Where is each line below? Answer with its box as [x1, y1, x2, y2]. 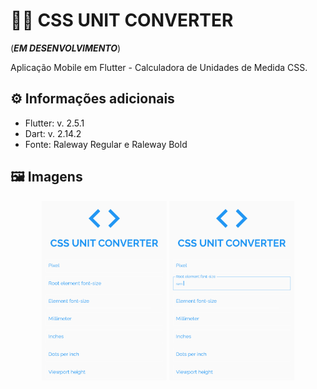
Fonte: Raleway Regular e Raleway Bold [24, 138, 188, 150]
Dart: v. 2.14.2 [24, 127, 82, 139]
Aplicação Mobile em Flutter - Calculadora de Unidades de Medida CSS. [10, 61, 308, 73]
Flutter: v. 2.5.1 [24, 117, 85, 129]
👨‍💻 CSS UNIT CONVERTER [10, 9, 234, 32]
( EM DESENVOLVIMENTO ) [10, 42, 122, 54]
